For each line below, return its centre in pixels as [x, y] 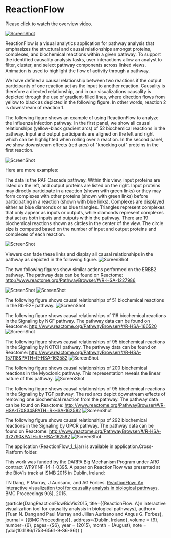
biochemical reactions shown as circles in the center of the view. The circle [84, 223]
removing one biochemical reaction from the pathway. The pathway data [82, 399]
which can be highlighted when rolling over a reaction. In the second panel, [84, 139]
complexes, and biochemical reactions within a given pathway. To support [83, 54]
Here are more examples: [32, 170]
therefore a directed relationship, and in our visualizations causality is [78, 91]
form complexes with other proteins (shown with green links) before [77, 196]
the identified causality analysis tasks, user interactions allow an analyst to [84, 59]
